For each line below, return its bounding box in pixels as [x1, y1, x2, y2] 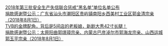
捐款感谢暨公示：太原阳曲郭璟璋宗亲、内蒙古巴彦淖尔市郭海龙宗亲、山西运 [5, 29, 158, 35]
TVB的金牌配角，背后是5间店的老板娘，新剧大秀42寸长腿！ [5, 23, 127, 29]
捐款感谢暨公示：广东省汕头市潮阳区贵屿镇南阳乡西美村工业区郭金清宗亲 [5, 10, 154, 16]
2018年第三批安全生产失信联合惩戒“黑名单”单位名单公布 [5, 4, 120, 10]
